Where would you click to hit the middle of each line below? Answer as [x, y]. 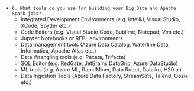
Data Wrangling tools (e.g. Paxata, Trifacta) [73, 57]
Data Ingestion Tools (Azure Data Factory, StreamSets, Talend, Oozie [104, 76]
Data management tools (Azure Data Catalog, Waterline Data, [95, 44]
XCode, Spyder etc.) [45, 26]
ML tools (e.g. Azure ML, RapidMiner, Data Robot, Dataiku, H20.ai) [101, 69]
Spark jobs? [26, 14]
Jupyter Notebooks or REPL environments [72, 38]
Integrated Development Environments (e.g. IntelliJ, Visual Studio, [100, 19]
